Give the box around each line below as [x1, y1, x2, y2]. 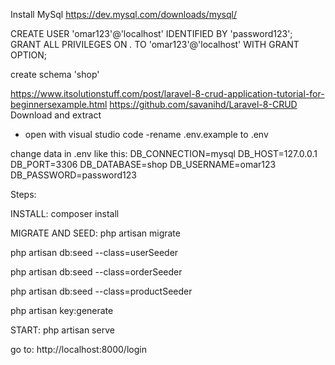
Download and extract [10, 109, 102, 121]
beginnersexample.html [10, 99, 108, 110]
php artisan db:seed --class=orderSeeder [10, 266, 183, 278]
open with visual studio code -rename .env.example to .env [24, 129, 269, 140]
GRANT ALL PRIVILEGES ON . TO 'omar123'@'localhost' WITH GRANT [10, 39, 300, 50]
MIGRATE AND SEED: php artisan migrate [10, 227, 181, 239]
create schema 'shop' [10, 69, 100, 80]
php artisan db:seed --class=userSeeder [10, 247, 179, 258]
